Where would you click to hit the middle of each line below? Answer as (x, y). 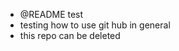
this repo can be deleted (70, 35)
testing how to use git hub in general (95, 25)
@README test (51, 14)
